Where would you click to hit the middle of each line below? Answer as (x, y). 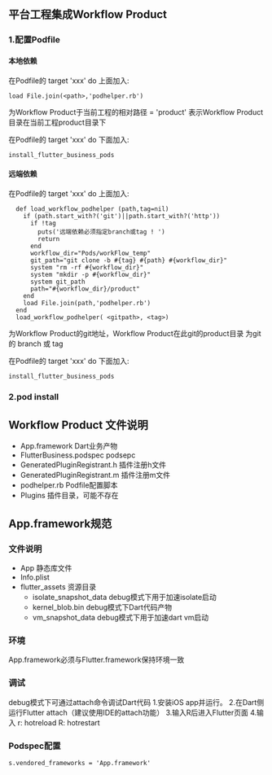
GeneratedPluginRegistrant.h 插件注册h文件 (93, 465)
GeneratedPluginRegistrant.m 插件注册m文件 (95, 475)
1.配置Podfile (35, 40)
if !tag (43, 223)
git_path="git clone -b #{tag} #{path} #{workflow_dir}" (129, 260)
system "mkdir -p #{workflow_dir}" (90, 274)
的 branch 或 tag (36, 344)
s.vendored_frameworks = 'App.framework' (80, 764)
